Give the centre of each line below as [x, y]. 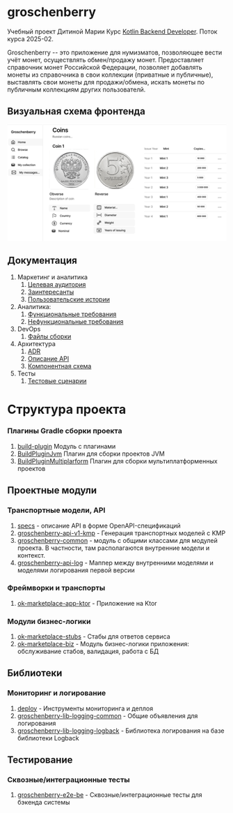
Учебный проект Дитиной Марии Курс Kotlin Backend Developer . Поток [112, 31]
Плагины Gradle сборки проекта [65, 431]
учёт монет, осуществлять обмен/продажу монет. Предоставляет [105, 59]
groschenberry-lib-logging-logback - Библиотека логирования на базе [121, 731]
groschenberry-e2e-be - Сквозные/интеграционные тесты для [110, 795]
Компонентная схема [59, 366]
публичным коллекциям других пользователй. [77, 89]
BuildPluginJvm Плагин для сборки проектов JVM [91, 454]
